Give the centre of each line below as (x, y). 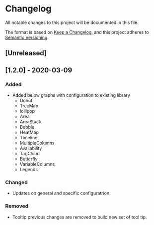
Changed (17, 182)
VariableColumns (37, 164)
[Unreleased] (26, 53)
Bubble (27, 127)
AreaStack (30, 122)
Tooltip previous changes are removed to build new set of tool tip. (79, 217)
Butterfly (29, 159)
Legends (29, 170)
